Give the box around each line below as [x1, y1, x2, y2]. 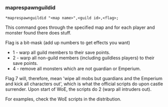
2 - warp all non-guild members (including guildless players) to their [12, 55, 155, 61]
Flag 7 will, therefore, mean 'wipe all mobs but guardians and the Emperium [5, 76, 163, 82]
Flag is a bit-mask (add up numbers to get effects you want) [5, 40, 131, 46]
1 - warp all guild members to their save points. [12, 50, 110, 56]
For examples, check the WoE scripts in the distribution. [5, 96, 121, 102]
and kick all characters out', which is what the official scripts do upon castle [5, 81, 163, 87]
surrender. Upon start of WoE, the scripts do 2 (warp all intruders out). [5, 86, 152, 92]
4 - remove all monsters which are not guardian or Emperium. [12, 65, 141, 72]
